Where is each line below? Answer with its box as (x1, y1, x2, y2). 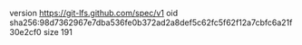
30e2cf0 (9, 27, 43, 37)
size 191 (44, 27, 73, 37)
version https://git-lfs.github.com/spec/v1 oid (9, 8, 179, 18)
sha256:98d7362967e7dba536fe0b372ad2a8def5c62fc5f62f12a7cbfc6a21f (9, 17, 293, 28)
